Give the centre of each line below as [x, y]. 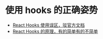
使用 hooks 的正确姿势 [51, 10]
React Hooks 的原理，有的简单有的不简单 [55, 31]
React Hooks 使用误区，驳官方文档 [48, 25]
